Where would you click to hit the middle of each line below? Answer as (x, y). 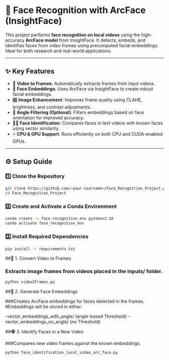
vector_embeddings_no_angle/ (37, 321)
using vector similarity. (36, 128)
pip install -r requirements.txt (40, 249)
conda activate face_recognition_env (45, 223)
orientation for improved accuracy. (48, 117)
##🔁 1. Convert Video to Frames (38, 259)
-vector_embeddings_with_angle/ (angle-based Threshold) (66, 316)
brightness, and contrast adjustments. (52, 107)
